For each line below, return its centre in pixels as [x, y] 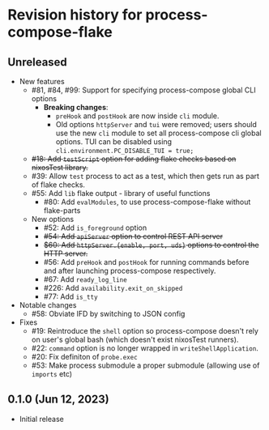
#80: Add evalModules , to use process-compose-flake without [147, 202]
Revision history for [75, 15]
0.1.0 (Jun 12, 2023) [59, 400]
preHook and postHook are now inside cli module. [137, 116]
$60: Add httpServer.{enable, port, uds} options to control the [152, 245]
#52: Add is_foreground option [95, 228]
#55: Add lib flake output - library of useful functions [121, 193]
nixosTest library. [60, 167]
